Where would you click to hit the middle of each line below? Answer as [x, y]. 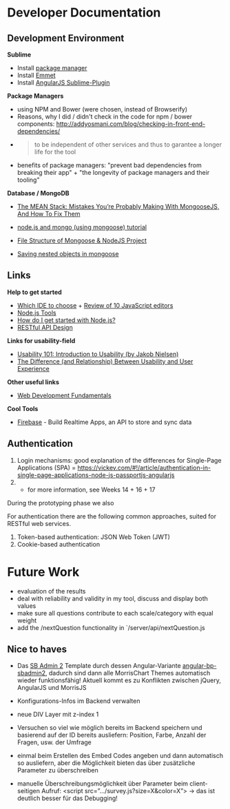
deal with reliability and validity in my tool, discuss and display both [113, 598]
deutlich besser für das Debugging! [67, 798]
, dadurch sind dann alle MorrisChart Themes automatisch [128, 673]
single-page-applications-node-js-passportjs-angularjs [96, 475]
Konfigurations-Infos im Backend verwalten [79, 701]
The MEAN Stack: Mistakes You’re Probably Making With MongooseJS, [118, 207]
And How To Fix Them [49, 214]
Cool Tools [23, 408]
